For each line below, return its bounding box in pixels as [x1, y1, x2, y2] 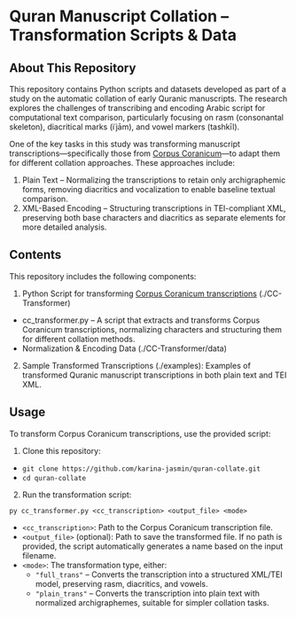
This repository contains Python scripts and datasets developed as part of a [9, 84, 286, 94]
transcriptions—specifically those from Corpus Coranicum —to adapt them [9, 148, 281, 159]
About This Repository [9, 60, 136, 75]
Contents [9, 247, 62, 262]
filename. [21, 550, 57, 560]
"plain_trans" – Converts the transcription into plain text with [35, 588, 260, 598]
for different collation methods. [21, 333, 136, 344]
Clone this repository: [21, 445, 101, 456]
